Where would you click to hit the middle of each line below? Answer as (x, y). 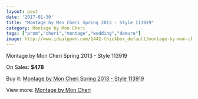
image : (14, 39)
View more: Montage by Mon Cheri (49, 90)
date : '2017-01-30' (30, 17)
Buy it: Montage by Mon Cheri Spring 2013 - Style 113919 (75, 78)
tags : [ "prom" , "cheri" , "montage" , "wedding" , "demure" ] (74, 34)
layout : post (22, 11)
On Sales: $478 (25, 67)
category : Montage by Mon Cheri (46, 28)
